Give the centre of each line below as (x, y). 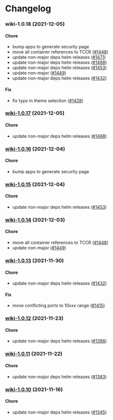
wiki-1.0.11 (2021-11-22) (34, 354)
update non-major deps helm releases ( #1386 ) (59, 341)
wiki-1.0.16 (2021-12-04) (35, 149)
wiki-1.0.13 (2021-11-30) (35, 261)
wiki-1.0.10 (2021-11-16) (34, 389)
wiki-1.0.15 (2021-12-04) (35, 184)
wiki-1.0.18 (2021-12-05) (35, 24)
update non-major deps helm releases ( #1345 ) (59, 412)
